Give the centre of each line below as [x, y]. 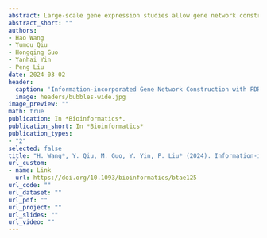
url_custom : [28, 163]
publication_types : [41, 133]
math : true [26, 112]
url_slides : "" [33, 215]
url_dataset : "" [35, 192]
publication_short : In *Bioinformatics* [76, 126]
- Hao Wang [26, 38]
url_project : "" [35, 207]
